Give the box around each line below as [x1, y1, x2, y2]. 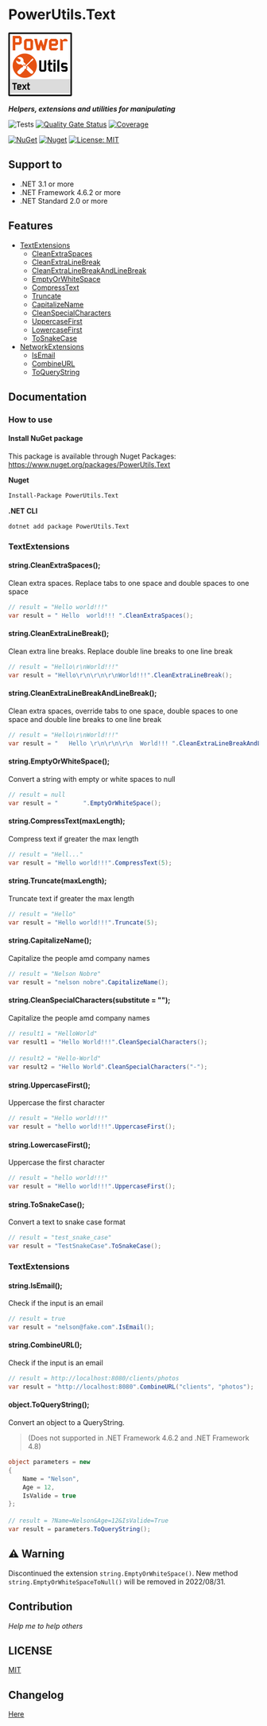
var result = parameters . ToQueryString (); [8, 1525, 151, 1533]
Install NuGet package [8, 434, 83, 443]
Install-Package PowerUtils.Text [8, 492, 119, 500]
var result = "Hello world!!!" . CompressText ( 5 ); [8, 858, 172, 867]
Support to [8, 158, 63, 172]
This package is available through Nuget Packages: [8, 451, 176, 461]
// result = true [8, 1315, 66, 1323]
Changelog [8, 1688, 64, 1701]
